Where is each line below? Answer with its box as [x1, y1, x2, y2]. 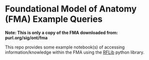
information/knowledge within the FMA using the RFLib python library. [5, 49, 145, 55]
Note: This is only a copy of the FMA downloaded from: [5, 30, 118, 35]
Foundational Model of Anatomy [5, 3, 137, 15]
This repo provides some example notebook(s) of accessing [5, 44, 125, 50]
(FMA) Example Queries [5, 14, 103, 25]
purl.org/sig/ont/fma [5, 35, 48, 41]
